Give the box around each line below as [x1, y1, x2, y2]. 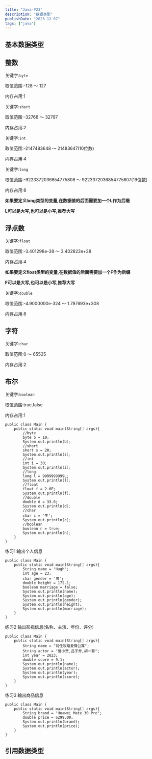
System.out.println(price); [23, 723, 80, 729]
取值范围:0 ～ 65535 [5, 351, 46, 357]
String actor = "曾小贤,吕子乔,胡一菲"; [23, 648, 100, 653]
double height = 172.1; [23, 580, 71, 585]
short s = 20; [23, 448, 51, 452]
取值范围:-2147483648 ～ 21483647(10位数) [5, 145, 94, 151]
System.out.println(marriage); [23, 606, 87, 611]
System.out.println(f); [23, 491, 71, 496]
